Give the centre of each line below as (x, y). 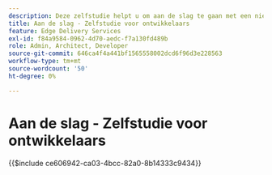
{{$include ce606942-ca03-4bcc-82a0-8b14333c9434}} (105, 163)
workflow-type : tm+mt (45, 62)
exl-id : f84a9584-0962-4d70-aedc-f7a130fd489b (88, 38)
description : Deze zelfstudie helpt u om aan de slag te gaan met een (130, 16)
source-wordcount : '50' (49, 69)
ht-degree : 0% (32, 76)
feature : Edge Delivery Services (65, 31)
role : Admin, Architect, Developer (68, 46)
